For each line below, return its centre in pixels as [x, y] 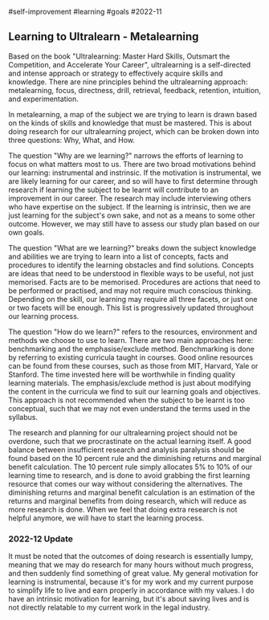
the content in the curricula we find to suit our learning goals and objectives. [134, 391]
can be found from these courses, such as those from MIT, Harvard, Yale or [133, 365]
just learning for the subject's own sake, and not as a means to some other [132, 215]
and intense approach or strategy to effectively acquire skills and [116, 73]
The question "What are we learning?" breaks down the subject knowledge [132, 247]
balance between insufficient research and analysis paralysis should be [126, 450]
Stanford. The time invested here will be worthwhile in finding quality [122, 374]
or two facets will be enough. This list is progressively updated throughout [131, 308]
